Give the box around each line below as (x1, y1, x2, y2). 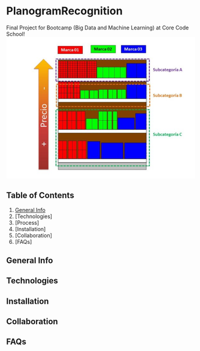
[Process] (14, 219, 40, 226)
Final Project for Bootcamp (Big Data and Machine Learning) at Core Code (6, 24, 189, 31)
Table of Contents (6, 190, 75, 201)
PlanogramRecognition (6, 4, 123, 18)
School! (6, 30, 25, 37)
